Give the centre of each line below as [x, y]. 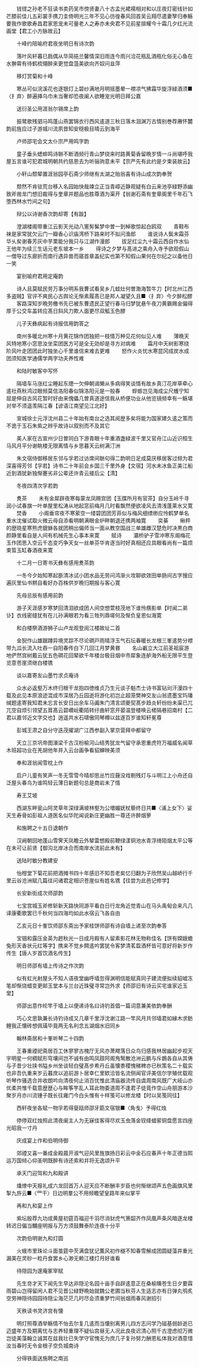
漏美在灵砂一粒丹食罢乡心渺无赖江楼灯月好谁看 [63, 1258]
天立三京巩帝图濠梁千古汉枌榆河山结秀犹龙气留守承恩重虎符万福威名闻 [102, 743]
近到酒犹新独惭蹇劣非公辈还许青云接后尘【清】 [63, 473]
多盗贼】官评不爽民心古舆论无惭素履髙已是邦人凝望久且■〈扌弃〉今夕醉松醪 [99, 296]
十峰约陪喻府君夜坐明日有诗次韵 [55, 44]
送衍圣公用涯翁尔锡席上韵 [47, 109]
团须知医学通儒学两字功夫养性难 [45, 358]
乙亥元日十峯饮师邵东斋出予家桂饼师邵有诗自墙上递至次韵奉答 [92, 926]
